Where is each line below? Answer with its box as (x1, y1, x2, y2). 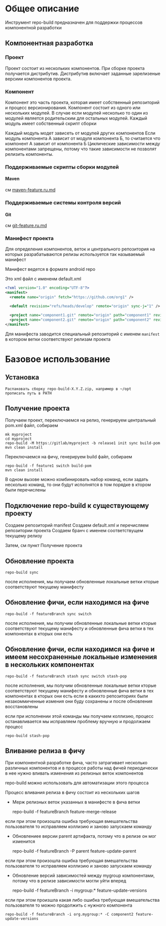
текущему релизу (5, 533, 42, 539)
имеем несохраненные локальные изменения (5, 653, 157, 661)
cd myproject (5, 436, 32, 441)
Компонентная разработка (5, 39, 93, 48)
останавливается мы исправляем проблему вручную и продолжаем (5, 718, 151, 724)
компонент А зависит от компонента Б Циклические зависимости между (5, 140, 161, 146)
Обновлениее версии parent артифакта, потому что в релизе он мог (12, 833, 157, 839)
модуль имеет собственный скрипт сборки (5, 120, 97, 126)
